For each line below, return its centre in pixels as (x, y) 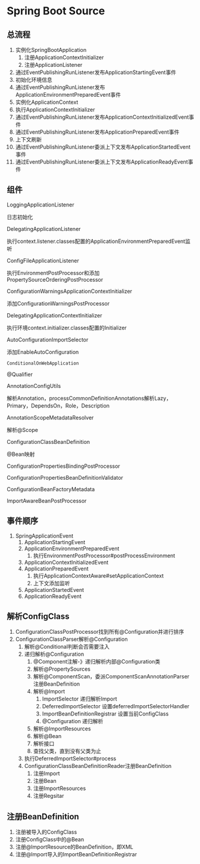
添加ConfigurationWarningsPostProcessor (58, 303)
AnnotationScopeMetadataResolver (50, 417)
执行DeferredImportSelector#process (70, 758)
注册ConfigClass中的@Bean (50, 840)
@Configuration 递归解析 (73, 721)
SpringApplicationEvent (44, 536)
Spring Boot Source (56, 11)
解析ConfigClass (38, 617)
